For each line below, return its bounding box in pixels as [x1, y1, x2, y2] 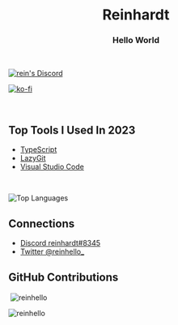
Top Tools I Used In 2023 [8, 123, 136, 137]
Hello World [112, 35, 160, 46]
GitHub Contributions [8, 270, 119, 284]
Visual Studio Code [19, 162, 85, 171]
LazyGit [19, 154, 46, 163]
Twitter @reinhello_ [19, 247, 85, 256]
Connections [8, 217, 75, 230]
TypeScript [19, 145, 57, 154]
